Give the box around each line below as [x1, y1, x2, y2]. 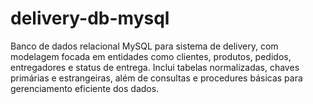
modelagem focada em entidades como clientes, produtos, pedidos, [10, 50, 292, 62]
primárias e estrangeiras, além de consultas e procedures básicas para [10, 72, 303, 84]
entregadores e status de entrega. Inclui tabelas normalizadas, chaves [10, 61, 300, 73]
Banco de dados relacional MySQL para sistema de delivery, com [10, 40, 279, 52]
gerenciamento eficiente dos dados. [10, 82, 160, 94]
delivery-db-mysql [10, 7, 170, 30]
